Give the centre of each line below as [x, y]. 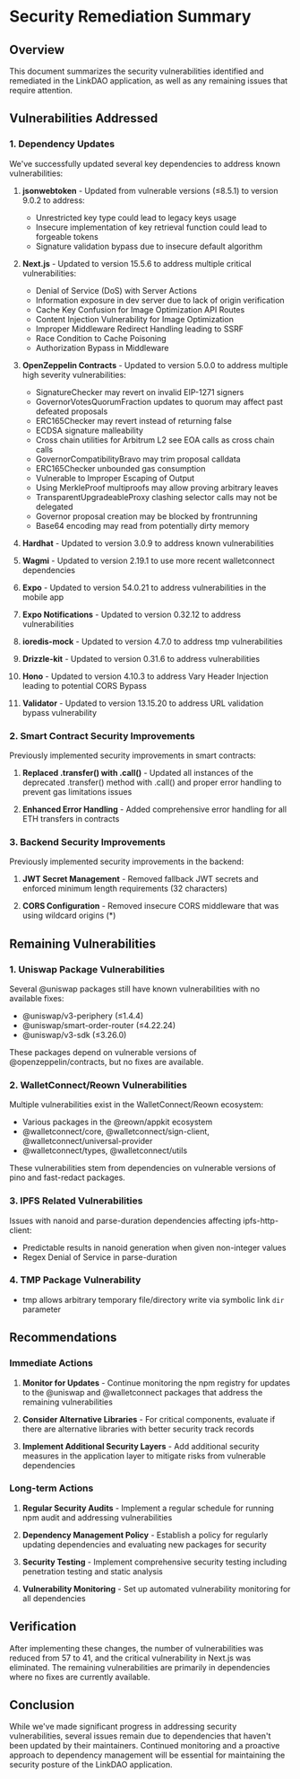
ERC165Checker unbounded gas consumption [120, 468]
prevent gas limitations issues [77, 791]
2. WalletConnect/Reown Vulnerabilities [99, 1085]
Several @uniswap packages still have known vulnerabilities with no [135, 989]
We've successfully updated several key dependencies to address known [145, 163]
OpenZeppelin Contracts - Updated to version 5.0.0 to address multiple [155, 365]
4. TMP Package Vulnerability [75, 1280]
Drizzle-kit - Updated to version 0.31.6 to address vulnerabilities [141, 658]
